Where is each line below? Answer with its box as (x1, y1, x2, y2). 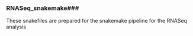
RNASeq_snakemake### (6, 4, 79, 12)
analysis (6, 23, 27, 30)
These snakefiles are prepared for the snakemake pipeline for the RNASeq (6, 17, 188, 24)
